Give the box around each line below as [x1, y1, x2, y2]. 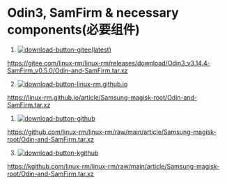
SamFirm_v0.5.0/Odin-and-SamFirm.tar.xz [7, 66, 128, 75]
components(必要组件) [7, 22, 141, 38]
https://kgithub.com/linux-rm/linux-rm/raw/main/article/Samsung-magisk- [7, 162, 220, 170]
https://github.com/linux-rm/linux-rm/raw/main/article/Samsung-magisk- [7, 128, 217, 136]
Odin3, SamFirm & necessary [7, 5, 179, 21]
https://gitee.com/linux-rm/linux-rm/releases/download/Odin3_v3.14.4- [7, 59, 211, 67]
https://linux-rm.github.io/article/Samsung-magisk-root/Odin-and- [7, 93, 197, 102]
